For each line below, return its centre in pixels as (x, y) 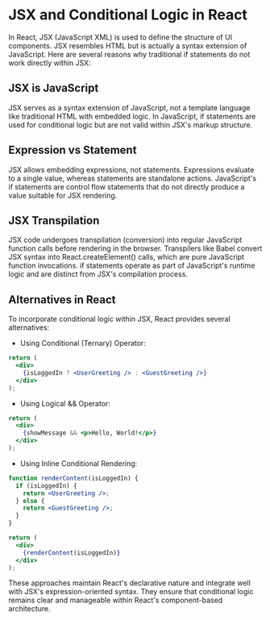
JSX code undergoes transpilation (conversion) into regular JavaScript (125, 240)
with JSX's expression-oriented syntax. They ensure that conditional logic (131, 592)
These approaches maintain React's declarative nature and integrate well (130, 583)
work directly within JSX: (50, 63)
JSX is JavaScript (54, 88)
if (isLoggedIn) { (47, 485)
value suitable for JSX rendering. (63, 195)
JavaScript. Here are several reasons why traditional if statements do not (129, 54)
